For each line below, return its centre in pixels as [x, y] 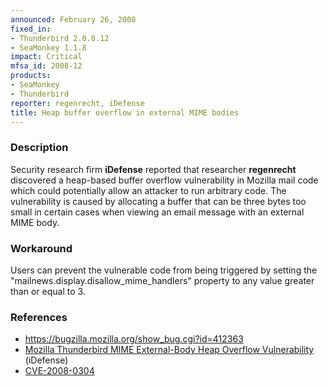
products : [31, 76]
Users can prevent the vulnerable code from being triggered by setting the [164, 270]
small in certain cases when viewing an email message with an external [157, 212]
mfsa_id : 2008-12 [46, 66]
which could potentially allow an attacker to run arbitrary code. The [148, 190]
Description [39, 148]
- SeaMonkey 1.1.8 [48, 47]
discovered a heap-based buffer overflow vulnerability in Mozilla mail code [164, 180]
